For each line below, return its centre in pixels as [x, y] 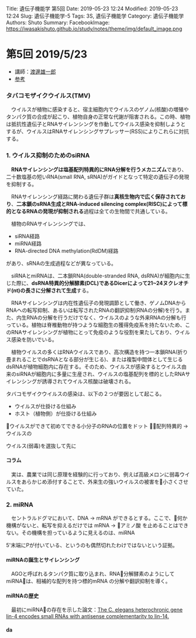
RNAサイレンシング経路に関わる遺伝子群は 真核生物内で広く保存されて [96, 196]
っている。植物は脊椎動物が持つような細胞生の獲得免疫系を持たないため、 [96, 325]
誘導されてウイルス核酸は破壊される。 [88, 381]
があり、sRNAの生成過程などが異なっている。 [61, 263]
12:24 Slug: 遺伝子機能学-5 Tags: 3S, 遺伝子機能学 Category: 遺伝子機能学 [95, 16]
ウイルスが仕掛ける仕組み [45, 406]
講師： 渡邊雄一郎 [35, 72]
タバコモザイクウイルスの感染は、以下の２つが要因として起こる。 [85, 393]
